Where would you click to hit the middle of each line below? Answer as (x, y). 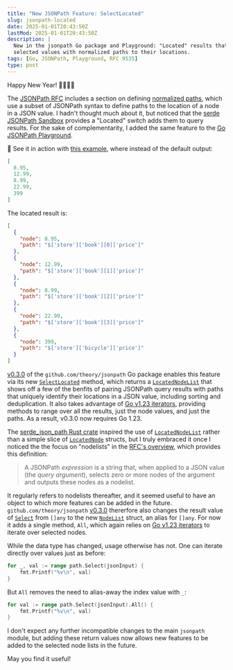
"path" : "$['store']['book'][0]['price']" (82, 245)
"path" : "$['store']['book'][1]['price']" (82, 271)
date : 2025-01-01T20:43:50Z (48, 26)
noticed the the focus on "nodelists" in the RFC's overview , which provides (114, 447)
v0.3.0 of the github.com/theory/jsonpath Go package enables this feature (114, 374)
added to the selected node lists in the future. (72, 646)
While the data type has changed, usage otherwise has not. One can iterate (115, 546)
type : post (23, 65)
